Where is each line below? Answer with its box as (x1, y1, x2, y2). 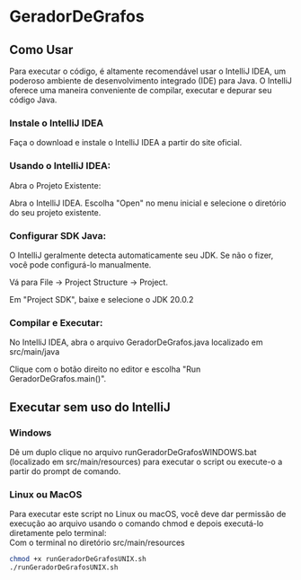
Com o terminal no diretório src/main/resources (9, 537, 186, 549)
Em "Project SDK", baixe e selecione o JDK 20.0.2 (9, 294, 194, 304)
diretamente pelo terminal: (9, 528, 107, 539)
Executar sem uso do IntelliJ (9, 400, 171, 415)
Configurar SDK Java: (9, 229, 106, 242)
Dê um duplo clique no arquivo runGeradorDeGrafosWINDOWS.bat (9, 446, 258, 457)
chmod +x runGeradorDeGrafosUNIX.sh (9, 555, 146, 564)
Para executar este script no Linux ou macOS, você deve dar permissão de (9, 509, 287, 520)
